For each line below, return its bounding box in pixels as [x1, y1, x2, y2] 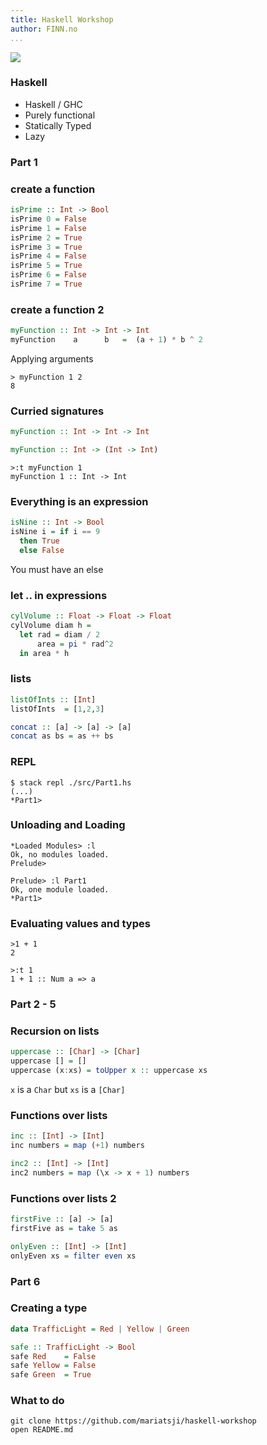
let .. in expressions [10, 588, 108, 602]
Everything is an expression [10, 494, 149, 508]
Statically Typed [24, 119, 92, 131]
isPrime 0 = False [10, 214, 87, 224]
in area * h [19, 648, 70, 658]
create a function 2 [10, 302, 105, 316]
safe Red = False [10, 1351, 97, 1361]
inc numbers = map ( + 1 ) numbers [10, 1141, 145, 1151]
